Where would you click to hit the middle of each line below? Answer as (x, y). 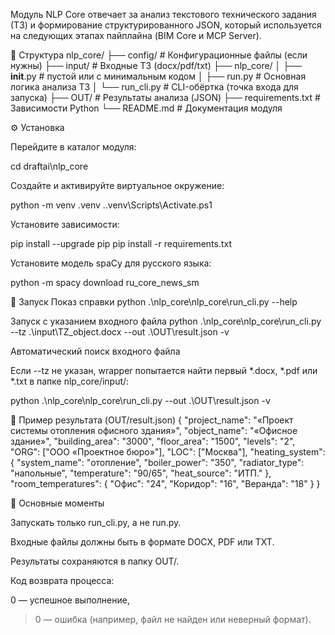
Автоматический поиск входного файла (95, 351)
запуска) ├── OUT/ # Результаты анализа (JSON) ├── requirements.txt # (165, 97)
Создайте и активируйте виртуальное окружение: (117, 185)
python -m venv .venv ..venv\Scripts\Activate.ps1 (111, 205)
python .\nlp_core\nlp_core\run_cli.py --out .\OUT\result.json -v (140, 400)
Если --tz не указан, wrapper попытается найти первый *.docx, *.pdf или (164, 370)
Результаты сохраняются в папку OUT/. (95, 561)
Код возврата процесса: (62, 580)
